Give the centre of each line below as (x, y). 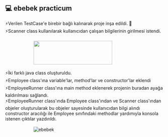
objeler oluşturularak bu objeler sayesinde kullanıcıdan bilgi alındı (73, 108)
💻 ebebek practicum (38, 8)
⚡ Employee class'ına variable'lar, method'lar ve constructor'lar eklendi (78, 80)
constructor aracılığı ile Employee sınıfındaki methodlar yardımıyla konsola (82, 113)
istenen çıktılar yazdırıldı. (31, 119)
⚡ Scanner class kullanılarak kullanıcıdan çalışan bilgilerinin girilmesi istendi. (83, 31)
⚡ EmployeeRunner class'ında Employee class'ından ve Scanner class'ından (83, 101)
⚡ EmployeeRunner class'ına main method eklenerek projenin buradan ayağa (84, 88)
